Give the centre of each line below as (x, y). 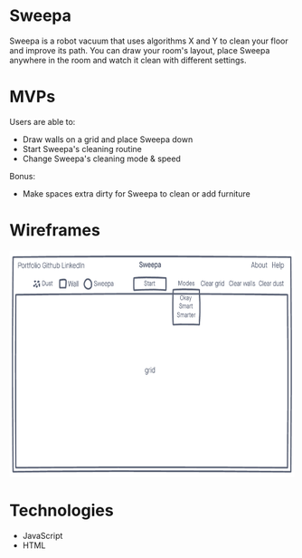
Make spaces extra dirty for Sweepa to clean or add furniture (136, 193)
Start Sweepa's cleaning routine (82, 149)
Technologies (62, 510)
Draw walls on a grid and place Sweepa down (108, 139)
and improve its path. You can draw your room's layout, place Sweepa (140, 50)
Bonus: (23, 176)
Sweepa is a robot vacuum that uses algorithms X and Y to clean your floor (149, 41)
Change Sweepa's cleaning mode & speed (101, 159)
